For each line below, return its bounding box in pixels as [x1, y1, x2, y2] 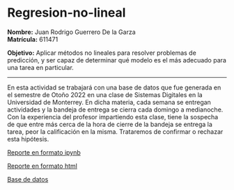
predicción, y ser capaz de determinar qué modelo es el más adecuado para [7, 55, 226, 64]
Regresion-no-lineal [7, 5, 126, 21]
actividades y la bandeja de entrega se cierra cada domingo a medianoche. [7, 105, 224, 114]
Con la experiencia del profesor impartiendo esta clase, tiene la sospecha [7, 112, 219, 121]
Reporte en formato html [7, 162, 78, 170]
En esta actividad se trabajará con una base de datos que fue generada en [7, 83, 221, 92]
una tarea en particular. [7, 63, 75, 71]
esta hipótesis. [7, 135, 49, 143]
